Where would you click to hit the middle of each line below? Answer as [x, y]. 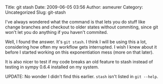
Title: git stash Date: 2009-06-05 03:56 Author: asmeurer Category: [74, 7]
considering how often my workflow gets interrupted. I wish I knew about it [81, 47]
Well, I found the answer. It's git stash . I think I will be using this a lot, [76, 42]
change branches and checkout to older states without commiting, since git [82, 27]
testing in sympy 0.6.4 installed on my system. [52, 67]
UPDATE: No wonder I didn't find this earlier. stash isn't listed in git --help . [82, 76]
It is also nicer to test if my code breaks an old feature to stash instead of [79, 62]
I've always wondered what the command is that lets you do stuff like [75, 22]
